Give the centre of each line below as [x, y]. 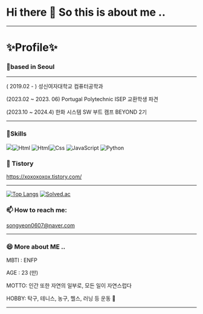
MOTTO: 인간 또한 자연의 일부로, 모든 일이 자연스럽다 [69, 285]
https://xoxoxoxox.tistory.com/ [44, 177]
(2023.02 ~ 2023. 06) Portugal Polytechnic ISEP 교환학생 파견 [82, 99]
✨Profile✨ [32, 47]
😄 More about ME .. [36, 247]
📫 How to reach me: [37, 210]
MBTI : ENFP [22, 260]
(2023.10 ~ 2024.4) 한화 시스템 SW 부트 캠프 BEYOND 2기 [76, 112]
